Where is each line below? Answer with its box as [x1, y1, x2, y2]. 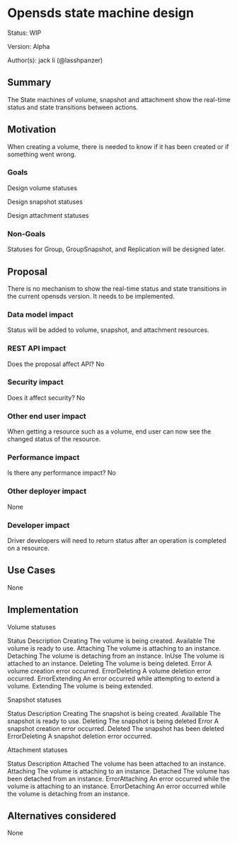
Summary [7, 77, 52, 89]
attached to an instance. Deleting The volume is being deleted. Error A [7, 659, 212, 668]
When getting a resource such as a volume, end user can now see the [7, 427, 212, 436]
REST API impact [7, 343, 67, 353]
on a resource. [7, 544, 50, 553]
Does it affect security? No [7, 393, 86, 402]
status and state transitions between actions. [7, 103, 139, 111]
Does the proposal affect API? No [7, 360, 105, 368]
